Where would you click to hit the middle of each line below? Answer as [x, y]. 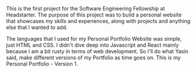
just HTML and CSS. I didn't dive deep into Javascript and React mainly [92, 45]
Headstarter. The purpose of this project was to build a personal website [94, 15]
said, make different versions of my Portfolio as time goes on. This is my [94, 58]
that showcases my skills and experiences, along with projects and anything [98, 21]
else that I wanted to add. [37, 27]
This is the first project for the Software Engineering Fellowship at [86, 9]
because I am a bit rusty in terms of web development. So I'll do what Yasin [97, 51]
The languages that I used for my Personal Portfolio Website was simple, [94, 39]
